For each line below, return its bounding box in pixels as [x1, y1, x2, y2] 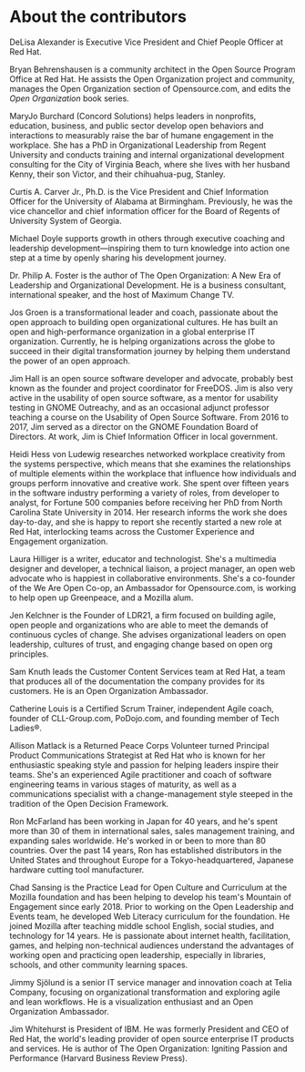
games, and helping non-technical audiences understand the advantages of [9, 940, 294, 951]
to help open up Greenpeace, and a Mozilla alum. [9, 592, 194, 603]
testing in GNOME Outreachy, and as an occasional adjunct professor [9, 402, 270, 413]
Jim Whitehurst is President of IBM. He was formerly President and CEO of [9, 1023, 290, 1035]
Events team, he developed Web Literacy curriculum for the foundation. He [9, 911, 290, 922]
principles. [9, 648, 49, 659]
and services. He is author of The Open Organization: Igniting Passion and [9, 1043, 288, 1054]
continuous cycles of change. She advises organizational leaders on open [9, 628, 287, 639]
